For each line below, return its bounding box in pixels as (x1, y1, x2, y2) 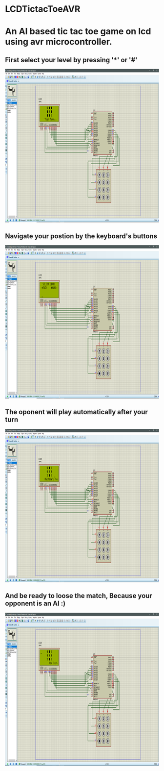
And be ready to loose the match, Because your (5, 592, 152, 600)
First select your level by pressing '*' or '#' (5, 55, 138, 64)
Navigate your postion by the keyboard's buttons (5, 232, 158, 240)
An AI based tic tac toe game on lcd (5, 26, 151, 37)
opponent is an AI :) (5, 599, 66, 608)
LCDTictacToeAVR (5, 3, 81, 15)
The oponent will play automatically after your (5, 408, 148, 416)
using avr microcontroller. (5, 36, 112, 48)
